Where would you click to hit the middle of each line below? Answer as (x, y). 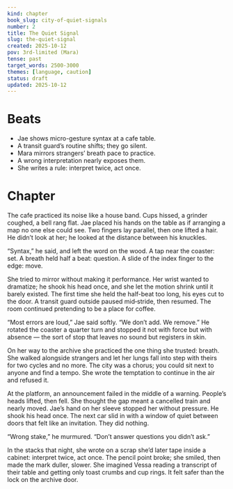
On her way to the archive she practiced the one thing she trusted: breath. (113, 351)
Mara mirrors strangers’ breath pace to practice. (86, 153)
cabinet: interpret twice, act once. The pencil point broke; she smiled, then (114, 458)
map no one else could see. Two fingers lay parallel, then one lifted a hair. (113, 230)
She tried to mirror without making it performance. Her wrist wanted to (108, 280)
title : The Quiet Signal (43, 33)
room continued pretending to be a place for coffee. (81, 309)
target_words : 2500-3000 (43, 65)
